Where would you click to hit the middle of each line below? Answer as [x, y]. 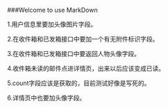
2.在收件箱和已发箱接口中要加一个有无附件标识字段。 [83, 39]
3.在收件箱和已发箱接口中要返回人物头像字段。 [74, 54]
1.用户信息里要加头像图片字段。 [52, 24]
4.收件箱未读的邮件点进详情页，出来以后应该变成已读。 [86, 68]
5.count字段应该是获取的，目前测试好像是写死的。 [79, 83]
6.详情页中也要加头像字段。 [47, 98]
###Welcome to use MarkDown [53, 10]
